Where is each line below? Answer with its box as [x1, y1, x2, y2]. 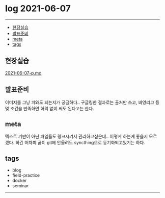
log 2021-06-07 [5, 3, 71, 14]
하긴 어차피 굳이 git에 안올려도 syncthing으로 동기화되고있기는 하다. [15, 140, 145, 146]
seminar [12, 183, 29, 189]
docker [12, 177, 27, 184]
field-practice [12, 173, 40, 178]
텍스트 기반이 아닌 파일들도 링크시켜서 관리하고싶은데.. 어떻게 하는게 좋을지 [5, 133, 148, 140]
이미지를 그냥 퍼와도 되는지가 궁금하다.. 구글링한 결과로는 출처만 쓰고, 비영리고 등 [5, 99, 160, 105]
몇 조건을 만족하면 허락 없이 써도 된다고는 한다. [5, 105, 94, 111]
